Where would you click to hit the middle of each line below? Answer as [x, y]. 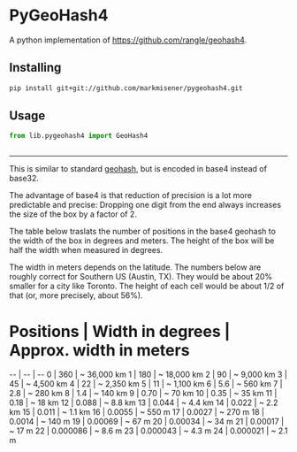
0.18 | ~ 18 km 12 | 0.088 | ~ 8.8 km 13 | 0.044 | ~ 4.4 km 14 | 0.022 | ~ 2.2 [144, 402]
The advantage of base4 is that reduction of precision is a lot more [130, 195]
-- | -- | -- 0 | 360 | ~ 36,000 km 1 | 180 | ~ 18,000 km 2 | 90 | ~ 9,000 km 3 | [148, 375]
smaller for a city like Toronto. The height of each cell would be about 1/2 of [147, 286]
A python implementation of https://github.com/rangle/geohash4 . [128, 40]
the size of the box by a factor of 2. [73, 214]
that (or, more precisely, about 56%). [76, 295]
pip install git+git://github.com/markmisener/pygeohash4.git [126, 88]
